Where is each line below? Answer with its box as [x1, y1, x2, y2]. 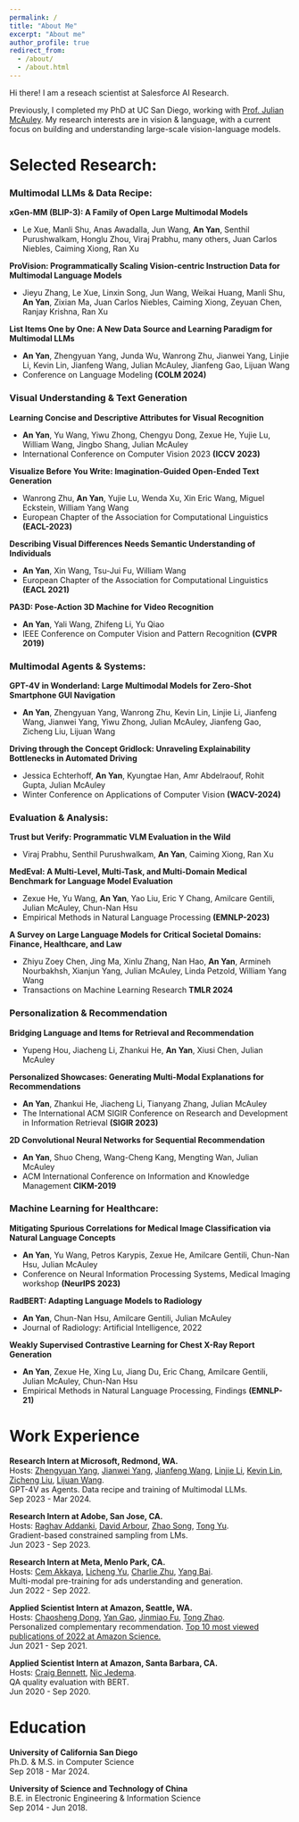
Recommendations [9, 1081, 81, 1091]
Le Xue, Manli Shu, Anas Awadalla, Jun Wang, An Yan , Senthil [21, 224, 250, 235]
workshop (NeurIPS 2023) [21, 1278, 120, 1289]
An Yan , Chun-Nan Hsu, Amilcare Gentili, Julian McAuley [21, 1312, 232, 1323]
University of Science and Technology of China [9, 1783, 188, 1793]
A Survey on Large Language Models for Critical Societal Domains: [9, 930, 262, 940]
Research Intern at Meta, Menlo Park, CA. [9, 1556, 166, 1567]
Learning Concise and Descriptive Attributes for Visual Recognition [9, 412, 264, 422]
